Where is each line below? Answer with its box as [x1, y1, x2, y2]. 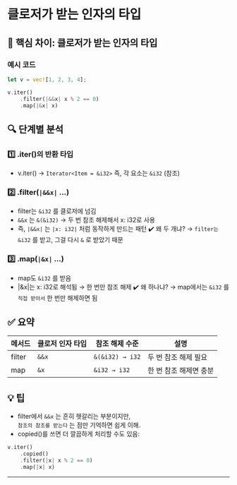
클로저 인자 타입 [37, 339, 87, 349]
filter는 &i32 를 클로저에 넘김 [17, 207, 97, 215]
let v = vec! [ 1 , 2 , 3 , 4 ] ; [7, 76, 87, 83]
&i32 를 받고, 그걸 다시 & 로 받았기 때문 [17, 236, 123, 244]
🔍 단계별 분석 [7, 123, 63, 135]
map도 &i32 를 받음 [17, 273, 72, 282]
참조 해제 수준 [95, 339, 139, 349]
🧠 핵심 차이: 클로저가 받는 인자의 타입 [7, 37, 158, 49]
